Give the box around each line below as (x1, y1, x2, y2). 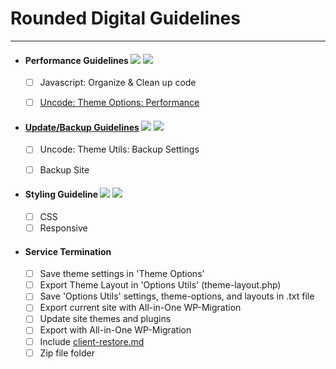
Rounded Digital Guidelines (10, 7, 241, 30)
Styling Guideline (24, 188, 99, 201)
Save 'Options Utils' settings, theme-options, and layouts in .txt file (39, 290, 315, 302)
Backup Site (39, 163, 90, 176)
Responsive (39, 222, 88, 234)
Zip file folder (39, 347, 95, 359)
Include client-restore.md (39, 335, 145, 347)
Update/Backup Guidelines (24, 121, 140, 133)
